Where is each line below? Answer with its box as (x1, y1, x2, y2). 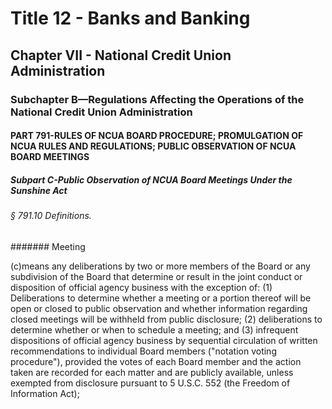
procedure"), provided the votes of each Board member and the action (10, 355, 302, 367)
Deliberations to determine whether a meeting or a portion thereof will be (10, 292, 312, 304)
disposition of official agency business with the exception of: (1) (10, 281, 273, 293)
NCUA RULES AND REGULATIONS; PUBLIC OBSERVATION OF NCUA (10, 140, 297, 152)
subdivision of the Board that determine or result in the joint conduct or (10, 270, 303, 282)
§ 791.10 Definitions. (10, 210, 92, 222)
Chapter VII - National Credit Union (10, 47, 232, 64)
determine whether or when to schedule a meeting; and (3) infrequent (10, 323, 299, 336)
